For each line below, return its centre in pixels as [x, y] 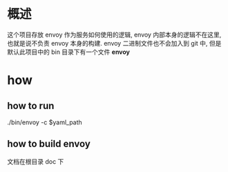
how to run [31, 105]
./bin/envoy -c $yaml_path [45, 122]
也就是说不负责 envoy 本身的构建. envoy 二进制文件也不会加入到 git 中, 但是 [114, 43]
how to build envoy [49, 144]
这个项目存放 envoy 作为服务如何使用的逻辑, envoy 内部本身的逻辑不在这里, [114, 35]
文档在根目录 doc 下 [36, 161]
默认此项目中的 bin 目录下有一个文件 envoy [68, 52]
